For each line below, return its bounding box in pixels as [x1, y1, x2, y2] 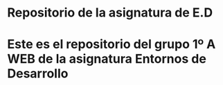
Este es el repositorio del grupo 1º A [7, 37, 216, 53]
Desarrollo [7, 66, 69, 82]
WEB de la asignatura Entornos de [7, 51, 206, 67]
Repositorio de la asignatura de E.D [7, 5, 213, 21]
